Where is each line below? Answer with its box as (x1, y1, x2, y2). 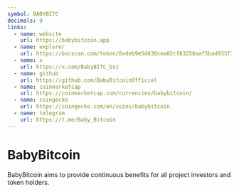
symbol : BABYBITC (7, 10, 59, 18)
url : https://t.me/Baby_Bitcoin (20, 116, 116, 123)
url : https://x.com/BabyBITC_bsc (20, 63, 119, 70)
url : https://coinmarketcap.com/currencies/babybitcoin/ (20, 90, 193, 97)
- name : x (14, 57, 43, 64)
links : (7, 23, 27, 31)
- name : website (14, 30, 62, 38)
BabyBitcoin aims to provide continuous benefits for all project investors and (7, 170, 231, 178)
